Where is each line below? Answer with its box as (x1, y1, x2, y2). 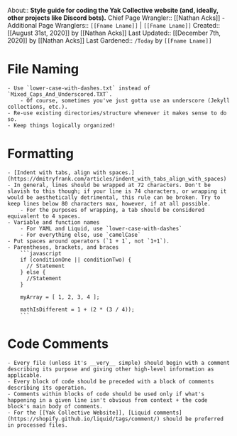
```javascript (20, 250, 62, 257)
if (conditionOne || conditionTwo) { (20, 256, 132, 263)
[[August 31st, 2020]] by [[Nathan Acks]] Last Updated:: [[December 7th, (7, 28, 221, 37)
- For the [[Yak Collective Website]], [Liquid (7, 409, 151, 416)
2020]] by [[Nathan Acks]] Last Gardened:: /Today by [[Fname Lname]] (7, 36, 212, 45)
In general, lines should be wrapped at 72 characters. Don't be (13, 181, 211, 188)
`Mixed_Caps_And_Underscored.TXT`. (7, 90, 113, 98)
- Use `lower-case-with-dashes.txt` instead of (7, 85, 151, 92)
